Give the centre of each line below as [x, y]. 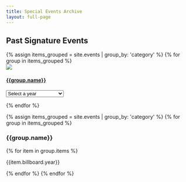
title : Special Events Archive [44, 11]
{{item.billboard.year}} [33, 162]
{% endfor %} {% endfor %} [40, 173]
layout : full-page [28, 17]
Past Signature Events [47, 41]
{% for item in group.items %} [42, 150]
